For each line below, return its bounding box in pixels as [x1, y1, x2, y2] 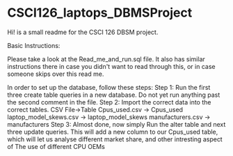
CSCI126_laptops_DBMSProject [7, 5, 193, 21]
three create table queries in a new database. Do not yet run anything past [7, 91, 220, 99]
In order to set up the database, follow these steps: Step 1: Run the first [7, 83, 211, 91]
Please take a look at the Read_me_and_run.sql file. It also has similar [7, 54, 205, 63]
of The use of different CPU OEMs [7, 142, 106, 150]
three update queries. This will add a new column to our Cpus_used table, [7, 127, 218, 136]
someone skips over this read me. [7, 70, 104, 78]
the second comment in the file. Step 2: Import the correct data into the [7, 97, 211, 106]
